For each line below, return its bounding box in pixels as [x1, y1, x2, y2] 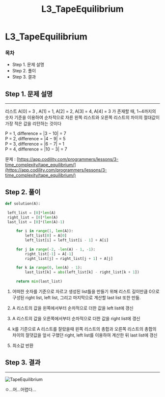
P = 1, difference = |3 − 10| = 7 [5, 130, 66, 136]
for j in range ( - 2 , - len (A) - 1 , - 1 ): [16, 247, 96, 252]
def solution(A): [5, 201, 41, 206]
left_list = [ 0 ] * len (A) [7, 210, 56, 215]
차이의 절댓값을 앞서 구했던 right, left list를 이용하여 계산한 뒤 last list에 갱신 [12, 332, 158, 338]
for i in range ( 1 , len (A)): [16, 229, 74, 234]
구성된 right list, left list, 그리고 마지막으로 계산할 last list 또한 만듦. [12, 294, 141, 301]
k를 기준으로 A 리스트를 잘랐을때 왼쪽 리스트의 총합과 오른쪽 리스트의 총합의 [12, 326, 157, 332]
